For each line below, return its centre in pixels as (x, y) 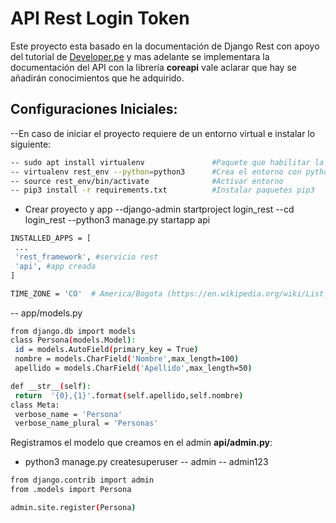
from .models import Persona (71, 490)
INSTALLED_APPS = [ (51, 238)
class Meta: (35, 405)
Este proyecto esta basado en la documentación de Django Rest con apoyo (165, 46)
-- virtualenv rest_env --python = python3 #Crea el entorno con (156, 172)
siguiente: (31, 144)
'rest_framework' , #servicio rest (86, 257)
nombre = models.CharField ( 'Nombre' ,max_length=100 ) (127, 359)
